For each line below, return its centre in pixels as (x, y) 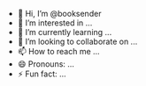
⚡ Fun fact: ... (42, 74)
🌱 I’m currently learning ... (65, 32)
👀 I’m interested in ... (55, 23)
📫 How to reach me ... (58, 51)
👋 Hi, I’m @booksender (59, 14)
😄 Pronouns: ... (46, 64)
